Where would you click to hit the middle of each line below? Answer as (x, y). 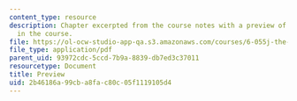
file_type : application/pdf (61, 50)
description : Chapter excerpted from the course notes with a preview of (148, 25)
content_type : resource (53, 17)
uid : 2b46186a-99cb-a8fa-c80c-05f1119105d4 (91, 83)
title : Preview (37, 75)
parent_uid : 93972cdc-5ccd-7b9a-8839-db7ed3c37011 (104, 58)
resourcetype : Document (53, 67)
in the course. (45, 33)
